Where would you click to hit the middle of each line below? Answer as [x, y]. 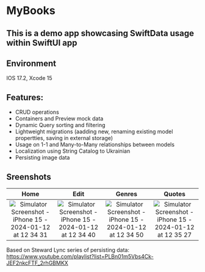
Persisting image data [42, 158]
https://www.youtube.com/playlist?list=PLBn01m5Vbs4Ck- [80, 257]
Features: [25, 97]
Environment [31, 63]
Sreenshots [29, 177]
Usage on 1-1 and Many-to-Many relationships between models [95, 145]
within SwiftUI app [42, 42]
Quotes [175, 194]
